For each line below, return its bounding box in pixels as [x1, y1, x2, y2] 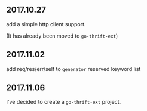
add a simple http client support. [6, 20, 86, 27]
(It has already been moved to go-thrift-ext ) [6, 32, 118, 39]
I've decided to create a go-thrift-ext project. [6, 98, 121, 106]
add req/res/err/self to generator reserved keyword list [6, 65, 141, 72]
